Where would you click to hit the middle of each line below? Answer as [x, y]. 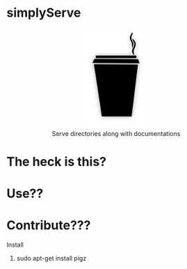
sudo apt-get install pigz [51, 259]
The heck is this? [57, 162]
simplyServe [44, 13]
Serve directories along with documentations [116, 133]
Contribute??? [49, 225]
